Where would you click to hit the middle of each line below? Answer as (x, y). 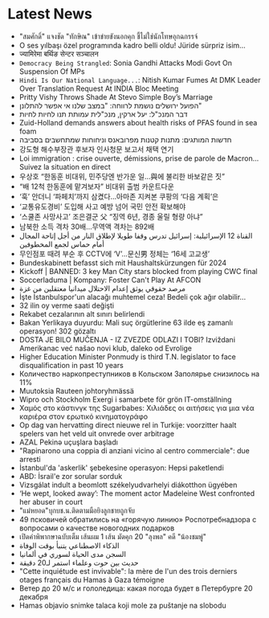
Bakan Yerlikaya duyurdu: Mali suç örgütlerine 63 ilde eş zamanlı (126, 322)
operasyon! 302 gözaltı (57, 331)
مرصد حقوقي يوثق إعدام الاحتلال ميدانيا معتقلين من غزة (102, 288)
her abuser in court (51, 501)
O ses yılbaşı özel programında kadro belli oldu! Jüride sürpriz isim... (132, 45)
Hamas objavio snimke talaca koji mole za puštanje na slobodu (122, 605)
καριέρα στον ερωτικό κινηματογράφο (84, 416)
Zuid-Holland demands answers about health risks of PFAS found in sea (138, 122)
